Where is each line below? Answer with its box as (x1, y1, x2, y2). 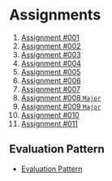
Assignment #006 (20, 75, 81, 85)
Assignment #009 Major (20, 101, 101, 111)
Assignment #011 (20, 119, 78, 128)
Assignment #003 (20, 50, 81, 59)
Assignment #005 (20, 67, 81, 76)
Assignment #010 (20, 110, 80, 119)
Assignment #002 (20, 41, 81, 50)
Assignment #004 (20, 58, 82, 68)
